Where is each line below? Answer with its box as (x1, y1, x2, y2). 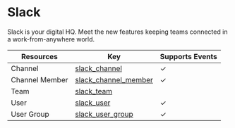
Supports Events (159, 51, 217, 61)
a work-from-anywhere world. (7, 34, 95, 43)
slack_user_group (75, 109, 133, 119)
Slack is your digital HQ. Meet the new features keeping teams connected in (7, 27, 228, 36)
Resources (20, 51, 59, 61)
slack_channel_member (75, 75, 154, 84)
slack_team (75, 86, 113, 96)
